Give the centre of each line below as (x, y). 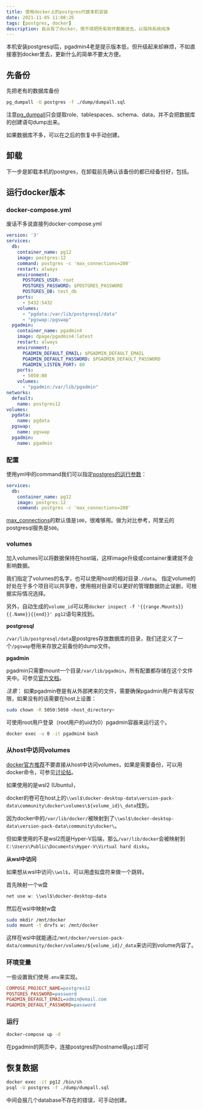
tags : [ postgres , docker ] (39, 23)
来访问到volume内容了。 (166, 945)
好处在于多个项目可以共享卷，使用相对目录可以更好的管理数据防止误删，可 (99, 586)
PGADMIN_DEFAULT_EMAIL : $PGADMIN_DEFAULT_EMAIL (83, 353)
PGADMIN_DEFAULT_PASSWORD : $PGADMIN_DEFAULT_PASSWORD (92, 359)
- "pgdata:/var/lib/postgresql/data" (70, 314)
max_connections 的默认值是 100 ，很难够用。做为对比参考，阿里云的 (90, 520)
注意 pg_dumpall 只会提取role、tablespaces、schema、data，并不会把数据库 (101, 114)
